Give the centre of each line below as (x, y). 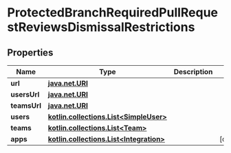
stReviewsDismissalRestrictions (101, 27)
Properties (30, 52)
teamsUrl (26, 106)
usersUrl (25, 94)
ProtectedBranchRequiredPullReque (113, 13)
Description (193, 72)
